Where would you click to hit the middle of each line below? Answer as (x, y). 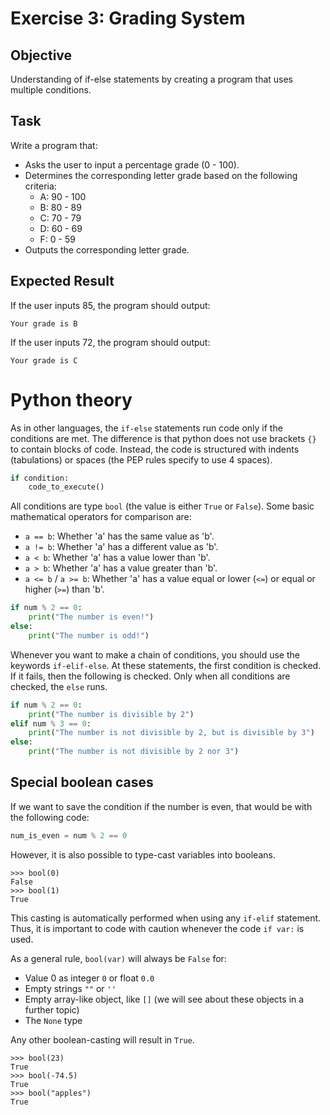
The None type (53, 1020)
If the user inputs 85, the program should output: (110, 305)
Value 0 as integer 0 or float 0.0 (89, 978)
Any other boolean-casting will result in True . (102, 1039)
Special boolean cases (82, 782)
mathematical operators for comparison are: (101, 517)
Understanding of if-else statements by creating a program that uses (152, 79)
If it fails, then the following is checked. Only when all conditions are (150, 676)
